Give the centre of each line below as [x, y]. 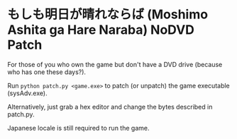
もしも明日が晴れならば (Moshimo [108, 14]
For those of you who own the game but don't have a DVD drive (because [115, 64]
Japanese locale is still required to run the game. [78, 128]
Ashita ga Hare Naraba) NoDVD [101, 30]
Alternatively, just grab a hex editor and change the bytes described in [110, 107]
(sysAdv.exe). [27, 93]
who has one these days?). [47, 72]
